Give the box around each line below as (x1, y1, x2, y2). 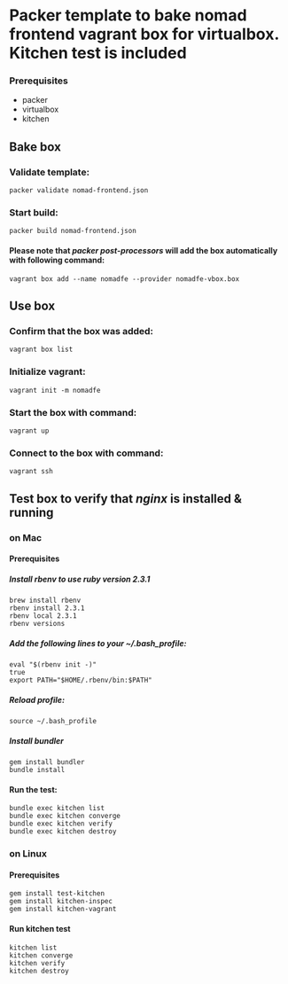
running (9, 504, 54, 519)
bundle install (9, 766, 66, 775)
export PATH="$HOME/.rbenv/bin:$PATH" (9, 676, 152, 685)
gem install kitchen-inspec (9, 897, 113, 906)
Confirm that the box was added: (9, 324, 153, 337)
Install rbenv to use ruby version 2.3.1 (9, 574, 151, 584)
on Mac (9, 531, 43, 543)
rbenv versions (9, 620, 66, 629)
